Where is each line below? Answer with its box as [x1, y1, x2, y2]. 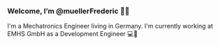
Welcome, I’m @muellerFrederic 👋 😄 [7, 6, 131, 16]
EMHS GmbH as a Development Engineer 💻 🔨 [7, 30, 138, 38]
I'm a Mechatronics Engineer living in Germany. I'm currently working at [7, 22, 213, 30]
